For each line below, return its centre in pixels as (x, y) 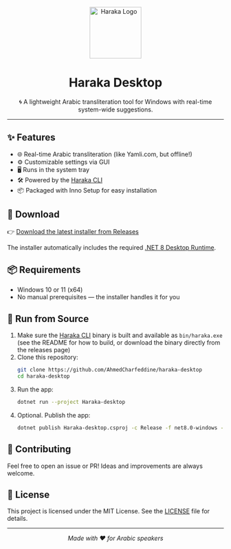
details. (18, 519)
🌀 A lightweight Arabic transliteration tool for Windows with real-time (115, 101)
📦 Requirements (44, 269)
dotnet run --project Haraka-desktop (71, 402)
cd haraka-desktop (43, 376)
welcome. (21, 473)
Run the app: (35, 389)
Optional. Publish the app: (54, 415)
